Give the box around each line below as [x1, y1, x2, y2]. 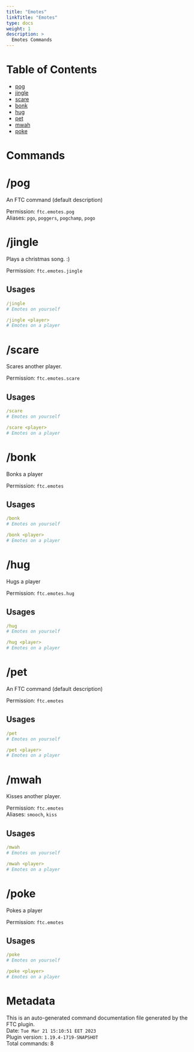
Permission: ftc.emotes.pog [6, 208, 75, 215]
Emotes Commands [11, 37, 52, 43]
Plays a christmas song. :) [6, 256, 70, 262]
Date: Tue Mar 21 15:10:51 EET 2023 [6, 1027, 96, 1034]
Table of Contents [6, 63, 97, 77]
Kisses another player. [6, 793, 61, 800]
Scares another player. [6, 363, 62, 370]
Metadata [6, 994, 55, 1007]
